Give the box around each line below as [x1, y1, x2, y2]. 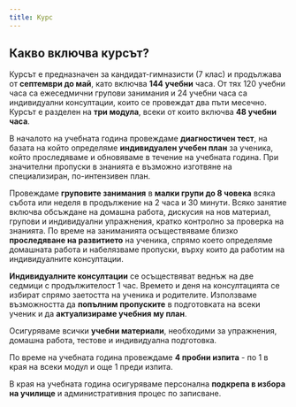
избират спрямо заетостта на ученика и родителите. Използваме [9, 289, 258, 301]
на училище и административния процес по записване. [9, 388, 222, 399]
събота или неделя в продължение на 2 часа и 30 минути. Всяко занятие [9, 197, 287, 208]
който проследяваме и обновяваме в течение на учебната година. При [9, 152, 279, 163]
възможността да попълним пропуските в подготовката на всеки [9, 299, 261, 310]
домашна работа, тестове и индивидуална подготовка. [9, 335, 217, 346]
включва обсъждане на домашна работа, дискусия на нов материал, [9, 207, 271, 218]
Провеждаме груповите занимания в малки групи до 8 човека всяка [9, 188, 276, 199]
